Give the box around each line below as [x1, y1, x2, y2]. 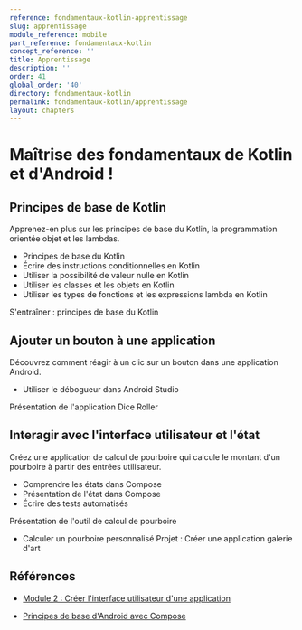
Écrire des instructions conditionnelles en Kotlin [22, 260, 201, 271]
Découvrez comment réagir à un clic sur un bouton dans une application [9, 357, 278, 368]
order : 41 [9, 72, 47, 81]
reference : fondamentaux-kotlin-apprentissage [9, 13, 188, 23]
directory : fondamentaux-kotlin [9, 89, 131, 98]
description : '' [9, 64, 71, 73]
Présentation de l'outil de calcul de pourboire [9, 515, 177, 526]
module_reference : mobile [9, 30, 107, 39]
